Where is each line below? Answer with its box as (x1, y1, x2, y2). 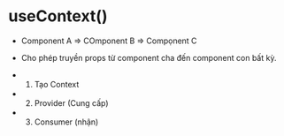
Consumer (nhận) (34, 117, 99, 127)
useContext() (8, 6, 108, 26)
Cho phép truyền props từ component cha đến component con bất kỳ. (20, 52, 277, 63)
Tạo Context (34, 79, 80, 89)
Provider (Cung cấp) (34, 97, 109, 108)
